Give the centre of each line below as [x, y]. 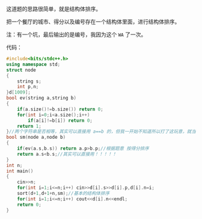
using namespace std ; [33, 64]
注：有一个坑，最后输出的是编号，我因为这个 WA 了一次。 [76, 34]
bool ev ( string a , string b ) [41, 98]
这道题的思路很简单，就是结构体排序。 [54, 9]
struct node [21, 70]
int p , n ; [28, 87]
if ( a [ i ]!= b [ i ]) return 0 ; [60, 120]
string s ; [29, 81]
